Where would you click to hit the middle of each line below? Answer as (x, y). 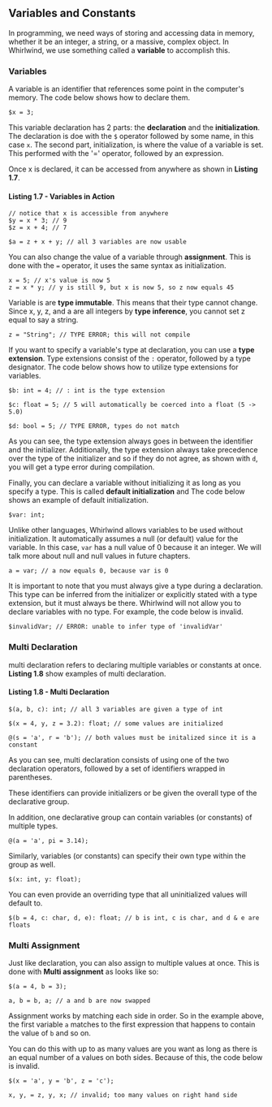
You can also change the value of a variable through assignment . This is (130, 257)
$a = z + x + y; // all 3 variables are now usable (97, 242)
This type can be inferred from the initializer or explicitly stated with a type (133, 595)
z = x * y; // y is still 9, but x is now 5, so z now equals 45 (121, 288)
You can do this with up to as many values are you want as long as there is (133, 1049)
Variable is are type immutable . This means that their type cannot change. (133, 303)
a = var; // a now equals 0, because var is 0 (89, 571)
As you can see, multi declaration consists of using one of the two (119, 759)
